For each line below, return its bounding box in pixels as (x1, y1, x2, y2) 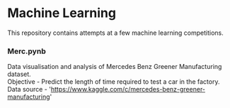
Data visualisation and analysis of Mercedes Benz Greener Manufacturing (7, 63, 222, 71)
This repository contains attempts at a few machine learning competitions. (7, 28, 224, 37)
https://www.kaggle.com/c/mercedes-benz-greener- (50, 85, 206, 94)
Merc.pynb (7, 46, 46, 56)
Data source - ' (7, 85, 52, 94)
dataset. (7, 70, 32, 79)
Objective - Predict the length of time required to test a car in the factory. (7, 77, 220, 86)
